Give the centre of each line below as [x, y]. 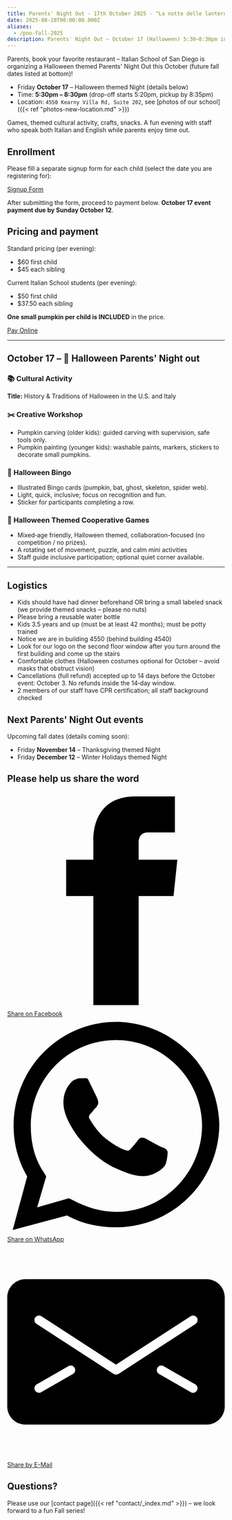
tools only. [32, 440]
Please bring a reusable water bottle [69, 617]
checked [30, 698]
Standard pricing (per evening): [52, 248]
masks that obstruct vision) [56, 668]
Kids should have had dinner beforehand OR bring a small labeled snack [120, 602]
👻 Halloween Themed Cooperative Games [78, 520]
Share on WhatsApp [36, 1239]
